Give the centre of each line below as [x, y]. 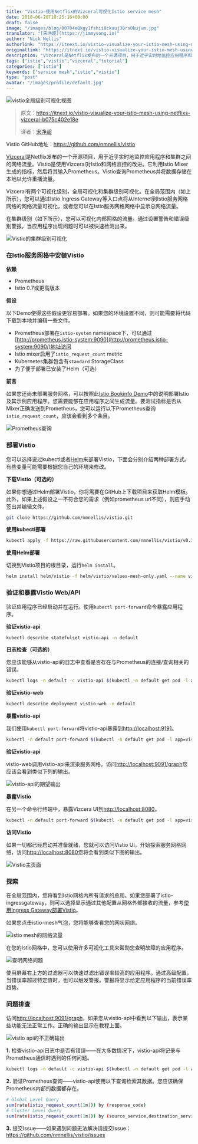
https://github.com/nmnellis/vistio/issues [56, 1135]
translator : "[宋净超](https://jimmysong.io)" [63, 34]
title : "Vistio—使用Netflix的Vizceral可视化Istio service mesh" [84, 11]
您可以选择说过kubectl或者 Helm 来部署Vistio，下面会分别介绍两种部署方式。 [98, 459]
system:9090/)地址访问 [43, 347]
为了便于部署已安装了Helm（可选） [57, 369]
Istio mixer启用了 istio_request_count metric [68, 354]
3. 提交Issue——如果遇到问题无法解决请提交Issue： [69, 1128]
